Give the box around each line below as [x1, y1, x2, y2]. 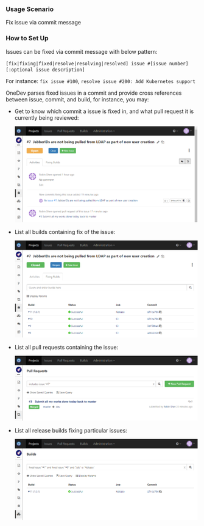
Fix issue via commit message [5, 19, 82, 26]
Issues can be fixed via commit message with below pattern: [5, 48, 158, 55]
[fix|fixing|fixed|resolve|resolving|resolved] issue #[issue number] [5, 60, 189, 67]
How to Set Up [5, 34, 49, 43]
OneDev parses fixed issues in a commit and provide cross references [5, 89, 182, 97]
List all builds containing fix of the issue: [14, 228, 116, 236]
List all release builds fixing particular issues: [14, 426, 127, 434]
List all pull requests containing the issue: [14, 343, 119, 351]
